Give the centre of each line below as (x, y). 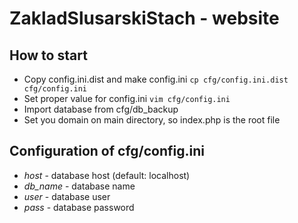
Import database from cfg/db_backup (101, 109)
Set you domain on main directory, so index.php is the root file (152, 120)
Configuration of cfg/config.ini (107, 151)
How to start (48, 55)
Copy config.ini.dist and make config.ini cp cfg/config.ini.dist (156, 79)
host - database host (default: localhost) (107, 175)
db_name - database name (79, 186)
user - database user (67, 196)
